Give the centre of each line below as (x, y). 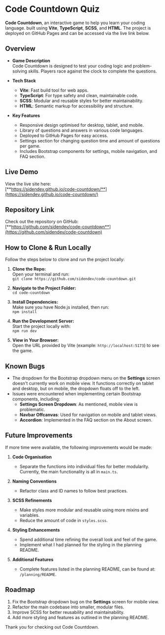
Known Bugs (25, 366)
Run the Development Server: (43, 321)
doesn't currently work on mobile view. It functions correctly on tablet (83, 383)
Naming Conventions (34, 481)
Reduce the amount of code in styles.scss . (64, 520)
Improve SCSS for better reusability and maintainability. (68, 612)
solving (20, 71)
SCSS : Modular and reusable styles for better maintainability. (82, 101)
